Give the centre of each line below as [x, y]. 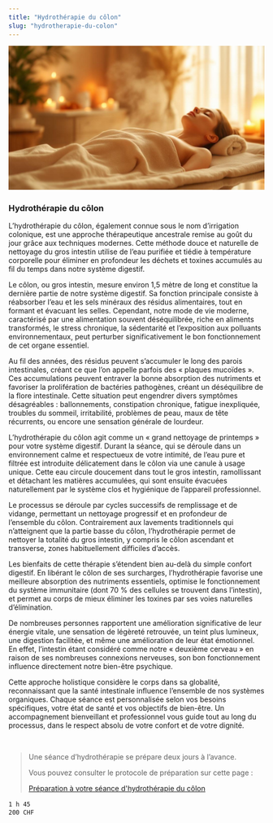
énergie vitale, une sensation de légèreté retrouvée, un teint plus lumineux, [133, 632]
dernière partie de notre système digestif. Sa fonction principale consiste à [133, 294]
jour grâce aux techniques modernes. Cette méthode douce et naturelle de [134, 243]
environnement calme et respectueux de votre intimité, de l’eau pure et [127, 455]
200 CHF [22, 813]
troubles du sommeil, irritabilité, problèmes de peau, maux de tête [119, 413]
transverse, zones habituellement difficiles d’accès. [94, 549]
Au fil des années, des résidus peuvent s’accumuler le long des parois [126, 361]
